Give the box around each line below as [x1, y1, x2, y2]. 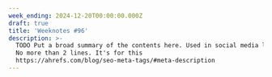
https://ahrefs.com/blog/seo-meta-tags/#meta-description [15, 57, 216, 65]
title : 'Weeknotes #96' [8, 26, 89, 34]
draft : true [8, 19, 49, 27]
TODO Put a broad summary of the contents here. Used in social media [15, 42, 259, 50]
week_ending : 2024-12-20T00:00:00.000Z [8, 11, 143, 20]
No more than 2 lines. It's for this [15, 49, 143, 57]
